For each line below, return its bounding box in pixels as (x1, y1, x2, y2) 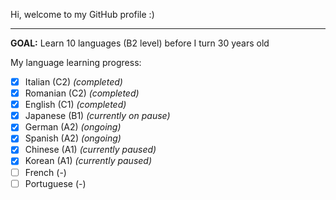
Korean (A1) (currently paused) (24, 155, 153, 167)
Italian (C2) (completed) (24, 76, 123, 88)
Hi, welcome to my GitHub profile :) (10, 9, 155, 20)
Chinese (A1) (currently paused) (24, 144, 157, 156)
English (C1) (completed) (24, 99, 127, 111)
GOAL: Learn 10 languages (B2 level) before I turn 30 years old (10, 37, 270, 49)
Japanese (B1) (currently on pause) (24, 110, 171, 122)
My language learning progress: (10, 57, 142, 68)
